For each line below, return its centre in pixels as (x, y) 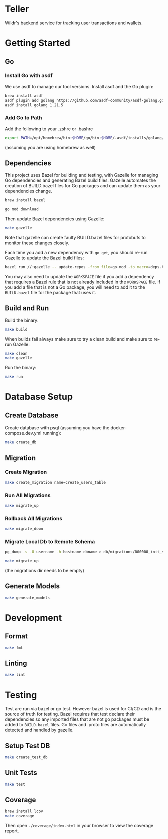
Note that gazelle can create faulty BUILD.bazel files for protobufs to (75, 238)
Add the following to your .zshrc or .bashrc (49, 129)
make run (14, 377)
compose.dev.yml (23, 433)
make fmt (14, 648)
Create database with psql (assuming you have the (57, 428)
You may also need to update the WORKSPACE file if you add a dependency (80, 276)
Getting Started (38, 43)
